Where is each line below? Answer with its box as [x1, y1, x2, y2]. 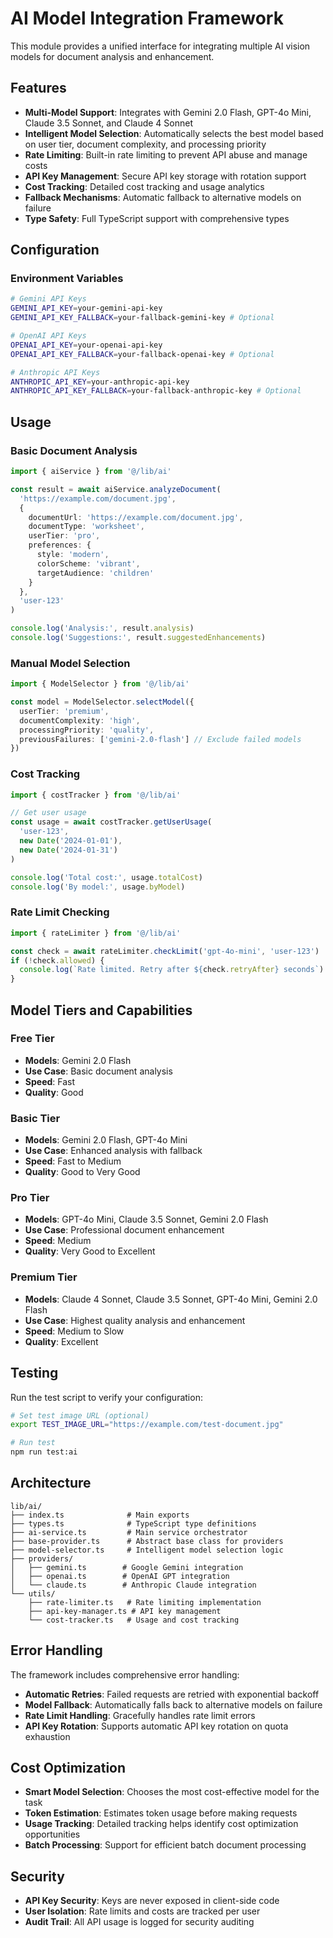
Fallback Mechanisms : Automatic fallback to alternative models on [24, 191, 302, 203]
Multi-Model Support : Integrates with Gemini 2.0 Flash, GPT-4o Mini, [24, 106, 312, 118]
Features [10, 80, 67, 97]
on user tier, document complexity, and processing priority [24, 138, 267, 150]
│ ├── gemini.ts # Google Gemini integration [10, 1562, 244, 1572]
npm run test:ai [10, 1447, 78, 1457]
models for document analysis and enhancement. [10, 50, 215, 62]
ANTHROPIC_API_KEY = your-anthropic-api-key [10, 377, 190, 387]
